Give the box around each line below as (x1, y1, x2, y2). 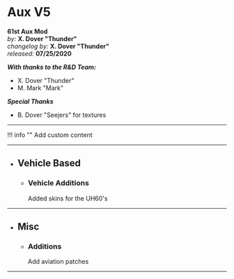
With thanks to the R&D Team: (7, 63, 96, 71)
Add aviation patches (27, 257, 89, 266)
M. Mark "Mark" (17, 83, 64, 92)
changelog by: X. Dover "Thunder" (7, 42, 109, 50)
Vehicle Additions (27, 178, 89, 188)
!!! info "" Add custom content (7, 130, 93, 139)
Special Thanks (7, 97, 54, 105)
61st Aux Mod (7, 27, 48, 35)
